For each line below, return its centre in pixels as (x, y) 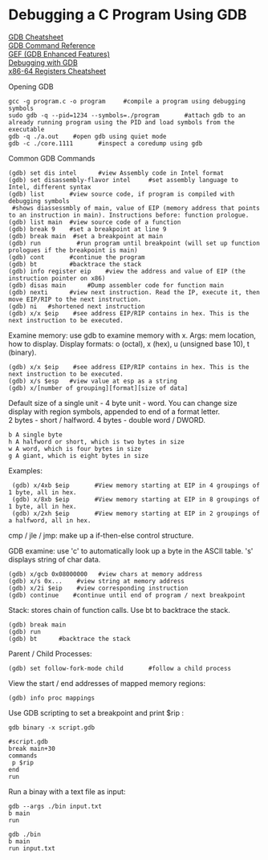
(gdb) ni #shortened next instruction (77, 306)
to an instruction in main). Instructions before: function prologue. (129, 215)
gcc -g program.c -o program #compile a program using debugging (127, 101)
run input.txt (32, 848)
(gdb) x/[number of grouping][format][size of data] (98, 388)
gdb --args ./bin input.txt (55, 806)
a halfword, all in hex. (50, 520)
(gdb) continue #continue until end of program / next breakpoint (127, 595)
